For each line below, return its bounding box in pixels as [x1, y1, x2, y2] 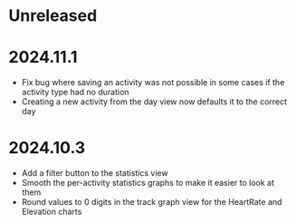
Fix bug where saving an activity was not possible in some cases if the [21, 77, 285, 88]
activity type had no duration [21, 87, 129, 98]
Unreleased [8, 5, 98, 26]
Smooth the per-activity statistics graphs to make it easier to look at [21, 178, 275, 189]
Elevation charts [21, 206, 82, 218]
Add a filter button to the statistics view [21, 168, 168, 179]
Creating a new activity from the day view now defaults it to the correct [21, 96, 287, 107]
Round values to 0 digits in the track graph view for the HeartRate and [21, 197, 282, 208]
